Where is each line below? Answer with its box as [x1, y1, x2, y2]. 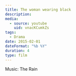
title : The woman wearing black [5, 7, 71, 12]
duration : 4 [5, 48, 29, 53]
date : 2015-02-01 [5, 39, 41, 44]
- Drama [9, 35, 25, 40]
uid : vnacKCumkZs [14, 25, 50, 30]
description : [5, 12, 32, 17]
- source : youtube [9, 21, 48, 26]
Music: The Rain [5, 66, 38, 72]
